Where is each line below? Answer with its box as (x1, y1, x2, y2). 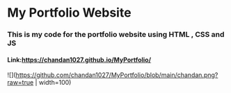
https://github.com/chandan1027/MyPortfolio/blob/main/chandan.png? (15, 71, 218, 79)
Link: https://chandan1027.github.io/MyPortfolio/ (7, 56, 152, 64)
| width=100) (35, 78, 72, 87)
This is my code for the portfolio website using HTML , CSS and (7, 30, 225, 40)
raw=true (7, 78, 34, 87)
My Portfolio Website (7, 5, 132, 21)
